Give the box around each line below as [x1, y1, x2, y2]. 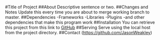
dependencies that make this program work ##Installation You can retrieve [5, 19, 155, 25]
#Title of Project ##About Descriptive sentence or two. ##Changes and [5, 4, 149, 10]
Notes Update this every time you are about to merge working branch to [5, 9, 150, 15]
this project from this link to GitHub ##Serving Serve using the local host [5, 25, 151, 30]
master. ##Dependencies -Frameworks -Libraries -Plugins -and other [5, 14, 145, 20]
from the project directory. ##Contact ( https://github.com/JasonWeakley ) [5, 30, 152, 35]
